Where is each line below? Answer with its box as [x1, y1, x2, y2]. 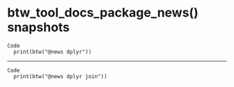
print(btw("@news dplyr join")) [13, 72, 108, 80]
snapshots [7, 19, 70, 35]
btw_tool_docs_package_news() [7, 5, 198, 21]
